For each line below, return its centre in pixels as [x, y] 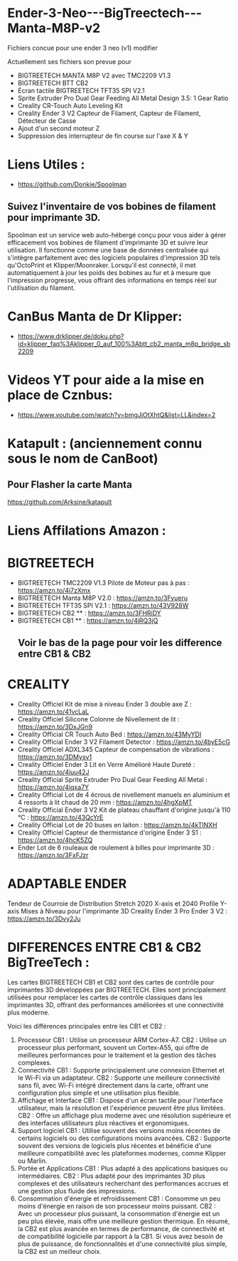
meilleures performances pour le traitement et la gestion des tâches [117, 1055]
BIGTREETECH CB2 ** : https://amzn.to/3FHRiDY [89, 613]
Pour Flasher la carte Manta [70, 485]
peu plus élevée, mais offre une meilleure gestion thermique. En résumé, [124, 1221]
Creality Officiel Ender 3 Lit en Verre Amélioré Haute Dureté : [106, 765]
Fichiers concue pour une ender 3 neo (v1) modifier [83, 48]
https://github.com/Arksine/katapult [60, 502]
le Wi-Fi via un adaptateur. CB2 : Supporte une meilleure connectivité [119, 1078]
